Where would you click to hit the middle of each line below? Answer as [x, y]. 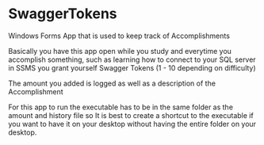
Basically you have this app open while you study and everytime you [120, 51]
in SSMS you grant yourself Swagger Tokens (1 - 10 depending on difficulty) [132, 67]
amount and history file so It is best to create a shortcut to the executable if [131, 115]
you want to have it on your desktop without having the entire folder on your [132, 124]
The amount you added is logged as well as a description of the [112, 83]
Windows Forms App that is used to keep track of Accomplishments [119, 36]
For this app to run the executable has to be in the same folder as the [121, 107]
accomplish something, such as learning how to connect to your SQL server [132, 59]
